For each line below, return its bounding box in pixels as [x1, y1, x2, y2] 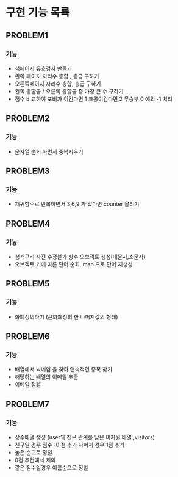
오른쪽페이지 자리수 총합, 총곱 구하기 [14, 80, 101, 87]
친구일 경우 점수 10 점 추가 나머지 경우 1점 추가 [14, 441, 125, 448]
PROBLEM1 [5, 30, 48, 40]
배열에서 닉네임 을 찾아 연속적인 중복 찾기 [14, 366, 113, 373]
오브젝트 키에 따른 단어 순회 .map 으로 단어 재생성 [14, 260, 133, 268]
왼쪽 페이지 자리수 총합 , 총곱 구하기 [14, 72, 99, 79]
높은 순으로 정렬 [14, 449, 52, 456]
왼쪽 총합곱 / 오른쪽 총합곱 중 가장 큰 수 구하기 [14, 87, 124, 95]
